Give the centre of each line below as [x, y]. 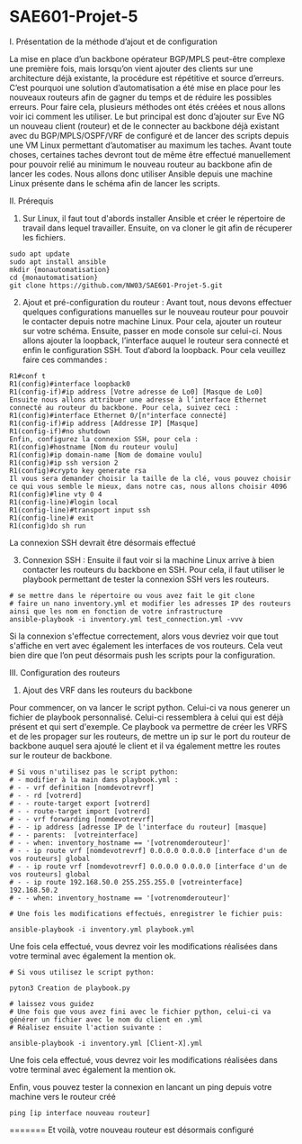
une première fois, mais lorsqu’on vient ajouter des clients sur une [131, 68]
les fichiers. [44, 237]
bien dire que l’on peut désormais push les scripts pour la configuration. [142, 655]
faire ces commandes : [65, 359]
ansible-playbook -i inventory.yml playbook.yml [102, 930]
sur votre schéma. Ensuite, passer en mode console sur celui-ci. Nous [152, 331]
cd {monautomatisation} [54, 277]
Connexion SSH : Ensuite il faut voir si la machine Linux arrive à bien [148, 559]
